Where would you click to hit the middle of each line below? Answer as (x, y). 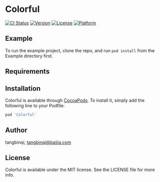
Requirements (27, 71)
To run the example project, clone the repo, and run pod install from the (80, 50)
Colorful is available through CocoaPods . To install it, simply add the (75, 100)
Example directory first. (29, 56)
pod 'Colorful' (21, 115)
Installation (23, 88)
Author (16, 130)
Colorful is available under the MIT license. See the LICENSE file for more (80, 170)
